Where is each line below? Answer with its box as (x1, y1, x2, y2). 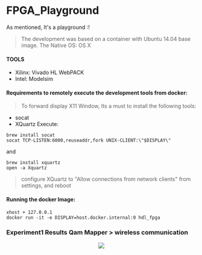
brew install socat (6, 132, 55, 139)
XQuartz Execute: (14, 121, 59, 128)
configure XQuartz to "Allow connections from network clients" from (21, 175, 191, 183)
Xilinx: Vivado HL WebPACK (14, 69, 84, 76)
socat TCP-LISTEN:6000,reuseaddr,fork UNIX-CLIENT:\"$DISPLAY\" (6, 137, 171, 143)
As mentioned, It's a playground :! (6, 24, 90, 31)
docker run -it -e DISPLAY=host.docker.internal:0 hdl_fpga (6, 215, 161, 221)
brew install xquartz (6, 160, 61, 166)
